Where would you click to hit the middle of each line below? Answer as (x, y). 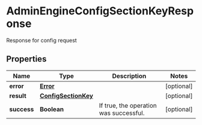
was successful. (122, 113)
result (18, 96)
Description (129, 76)
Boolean (52, 109)
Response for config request (41, 40)
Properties (26, 59)
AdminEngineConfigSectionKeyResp (100, 11)
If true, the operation (128, 105)
